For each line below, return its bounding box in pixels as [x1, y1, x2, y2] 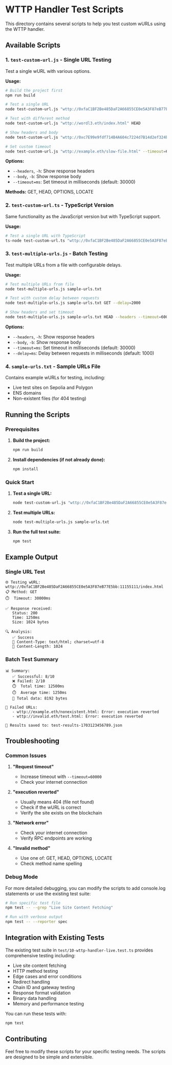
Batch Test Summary [5, 656, 59, 663]
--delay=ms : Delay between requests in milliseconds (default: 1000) [12, 350, 155, 356]
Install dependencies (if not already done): [12, 456, 105, 462]
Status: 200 [12, 611, 38, 616]
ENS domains [12, 390, 41, 396]
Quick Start [5, 478, 34, 486]
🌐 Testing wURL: [5, 580, 41, 585]
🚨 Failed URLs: [5, 705, 38, 710]
